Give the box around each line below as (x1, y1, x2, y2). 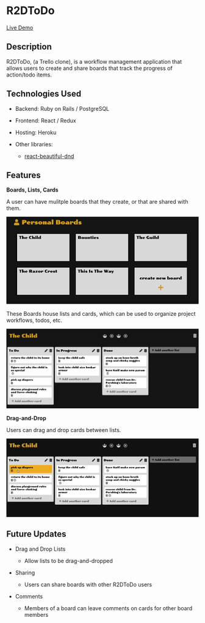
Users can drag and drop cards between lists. (6, 426, 121, 433)
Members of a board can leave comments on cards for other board (24, 604, 193, 612)
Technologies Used (6, 89, 81, 99)
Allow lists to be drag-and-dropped (24, 557, 113, 564)
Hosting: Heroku (15, 129, 57, 136)
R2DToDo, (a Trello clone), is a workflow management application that (6, 58, 182, 65)
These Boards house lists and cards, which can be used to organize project (6, 310, 196, 317)
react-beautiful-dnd (24, 152, 74, 160)
